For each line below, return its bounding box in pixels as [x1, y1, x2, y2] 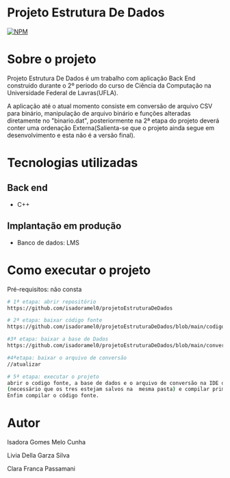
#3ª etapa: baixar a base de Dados [7, 336, 109, 343]
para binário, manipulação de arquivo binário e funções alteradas [7, 109, 191, 117]
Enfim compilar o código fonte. [7, 392, 99, 399]
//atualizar [7, 361, 41, 368]
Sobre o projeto [7, 51, 97, 67]
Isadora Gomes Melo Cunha [7, 438, 86, 446]
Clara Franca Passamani [7, 464, 75, 473]
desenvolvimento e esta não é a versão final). [7, 131, 136, 139]
